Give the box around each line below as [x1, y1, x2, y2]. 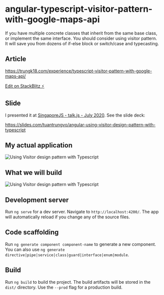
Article [5, 55, 26, 63]
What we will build [5, 168, 62, 177]
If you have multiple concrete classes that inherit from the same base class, [5, 30, 158, 36]
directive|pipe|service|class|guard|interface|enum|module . [5, 252, 129, 258]
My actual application [5, 141, 72, 149]
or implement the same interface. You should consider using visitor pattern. [5, 35, 158, 41]
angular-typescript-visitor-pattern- [5, 3, 153, 15]
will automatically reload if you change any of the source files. [5, 214, 130, 220]
